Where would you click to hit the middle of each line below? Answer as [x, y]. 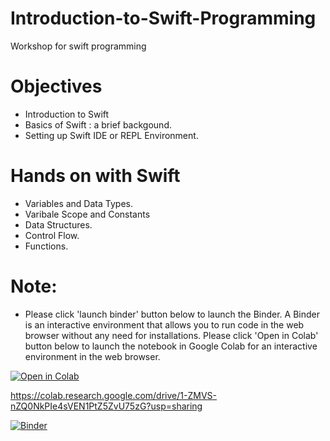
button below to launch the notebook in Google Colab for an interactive [171, 346]
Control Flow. [52, 235]
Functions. [46, 246]
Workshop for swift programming [78, 46]
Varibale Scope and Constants [87, 214]
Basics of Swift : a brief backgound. [98, 124]
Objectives [56, 86]
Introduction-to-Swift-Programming [163, 18]
